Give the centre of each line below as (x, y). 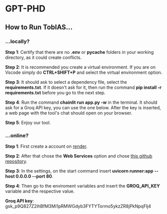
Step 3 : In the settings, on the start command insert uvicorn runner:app (79, 171)
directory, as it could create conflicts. (43, 57)
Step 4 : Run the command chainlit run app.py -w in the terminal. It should (81, 102)
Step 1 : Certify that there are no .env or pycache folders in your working (80, 52)
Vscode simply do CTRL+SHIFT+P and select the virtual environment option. (84, 72)
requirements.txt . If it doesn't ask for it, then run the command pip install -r (83, 87)
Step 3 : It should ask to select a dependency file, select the (66, 82)
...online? (17, 135)
